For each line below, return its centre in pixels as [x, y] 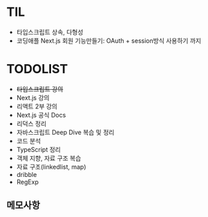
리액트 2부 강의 [37, 106]
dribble [27, 174]
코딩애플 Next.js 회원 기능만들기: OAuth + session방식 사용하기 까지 [109, 40]
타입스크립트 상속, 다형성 [50, 32]
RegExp [27, 182]
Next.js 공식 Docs [41, 115]
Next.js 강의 [33, 97]
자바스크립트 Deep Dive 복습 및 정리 [65, 132]
